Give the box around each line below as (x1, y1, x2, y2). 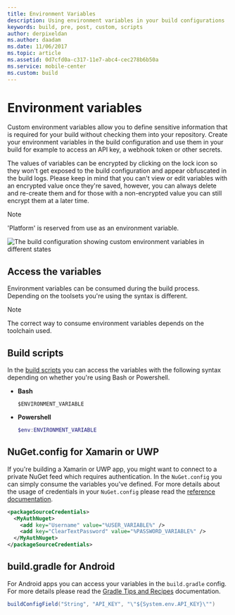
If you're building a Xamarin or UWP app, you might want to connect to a (7, 465, 217, 473)
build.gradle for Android (7, 561, 115, 573)
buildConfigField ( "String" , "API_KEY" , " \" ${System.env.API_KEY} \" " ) (7, 600, 216, 607)
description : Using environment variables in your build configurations (7, 17, 225, 24)
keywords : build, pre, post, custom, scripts (7, 23, 143, 30)
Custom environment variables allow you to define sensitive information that (7, 123, 228, 131)
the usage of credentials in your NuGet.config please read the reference (7, 487, 216, 496)
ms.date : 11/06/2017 (7, 43, 68, 50)
